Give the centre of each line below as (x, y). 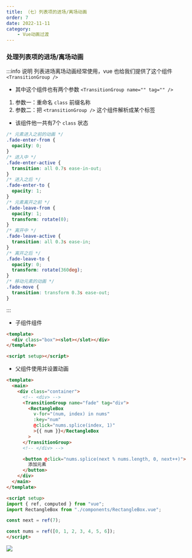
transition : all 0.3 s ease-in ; (51, 242)
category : (19, 29)
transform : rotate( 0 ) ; (40, 219)
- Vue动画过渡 (33, 35)
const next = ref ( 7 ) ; (34, 520)
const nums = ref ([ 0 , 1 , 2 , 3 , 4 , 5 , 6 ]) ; (61, 532)
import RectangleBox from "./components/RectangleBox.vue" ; (84, 509)
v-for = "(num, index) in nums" (72, 414)
